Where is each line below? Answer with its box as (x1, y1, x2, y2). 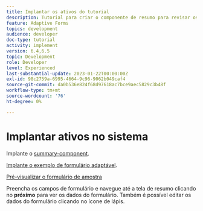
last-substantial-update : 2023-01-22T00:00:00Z (6, 71, 129, 77)
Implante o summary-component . (6, 150, 89, 157)
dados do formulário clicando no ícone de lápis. (6, 197, 125, 205)
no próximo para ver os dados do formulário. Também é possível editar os (6, 191, 192, 198)
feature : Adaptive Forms (6, 20, 69, 26)
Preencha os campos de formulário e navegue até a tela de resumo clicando (6, 184, 196, 192)
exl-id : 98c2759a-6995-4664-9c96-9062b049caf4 (6, 76, 126, 82)
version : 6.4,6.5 (6, 48, 50, 54)
